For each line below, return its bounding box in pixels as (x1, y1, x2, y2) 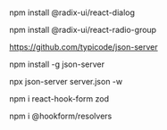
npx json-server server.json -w (9, 76, 123, 86)
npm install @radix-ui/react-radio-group (9, 24, 157, 35)
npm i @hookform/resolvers (9, 110, 113, 121)
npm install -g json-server (9, 59, 105, 69)
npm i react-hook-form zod (9, 93, 110, 104)
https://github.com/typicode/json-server (9, 41, 158, 52)
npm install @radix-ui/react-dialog (9, 7, 136, 18)
